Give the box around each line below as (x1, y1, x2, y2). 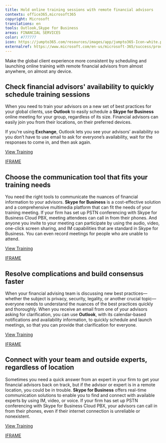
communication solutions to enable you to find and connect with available (5, 392, 155, 398)
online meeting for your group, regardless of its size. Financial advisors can (5, 114, 159, 120)
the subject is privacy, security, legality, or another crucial (23, 296, 141, 302)
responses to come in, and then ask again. (5, 139, 91, 145)
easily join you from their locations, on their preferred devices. (5, 119, 132, 125)
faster (5, 277, 24, 285)
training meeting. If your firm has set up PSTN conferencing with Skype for (5, 210, 157, 216)
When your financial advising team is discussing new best (5, 290, 124, 296)
